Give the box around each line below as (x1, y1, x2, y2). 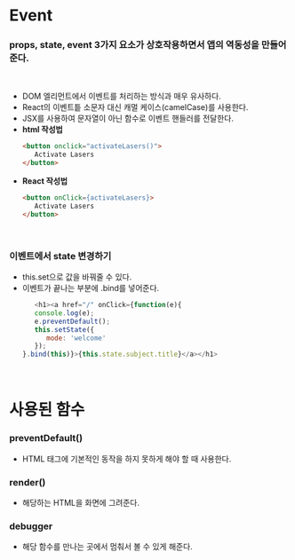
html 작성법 (21, 124, 64, 135)
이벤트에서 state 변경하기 (9, 249, 112, 262)
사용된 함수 (9, 400, 85, 420)
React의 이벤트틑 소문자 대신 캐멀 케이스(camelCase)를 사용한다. (21, 102, 249, 113)
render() (9, 476, 46, 488)
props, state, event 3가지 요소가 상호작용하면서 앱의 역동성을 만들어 (9, 39, 287, 51)
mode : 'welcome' (45, 334, 107, 343)
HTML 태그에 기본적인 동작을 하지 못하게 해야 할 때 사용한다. (21, 454, 232, 464)
